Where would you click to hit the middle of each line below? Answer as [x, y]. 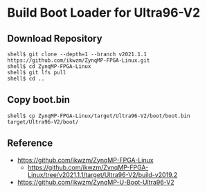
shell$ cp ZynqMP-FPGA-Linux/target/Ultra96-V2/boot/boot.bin [99, 116]
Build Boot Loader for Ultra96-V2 [104, 13]
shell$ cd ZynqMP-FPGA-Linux [49, 67]
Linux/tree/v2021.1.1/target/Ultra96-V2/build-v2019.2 [102, 174]
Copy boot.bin [39, 100]
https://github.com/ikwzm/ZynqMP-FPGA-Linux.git [79, 60]
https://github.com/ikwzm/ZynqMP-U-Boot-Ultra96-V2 [96, 182]
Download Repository [55, 39]
